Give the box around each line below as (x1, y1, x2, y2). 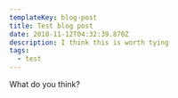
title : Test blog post (9, 21, 93, 30)
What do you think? (9, 79, 80, 89)
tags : (9, 46, 29, 55)
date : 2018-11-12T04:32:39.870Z (9, 29, 129, 38)
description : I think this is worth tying (9, 37, 169, 47)
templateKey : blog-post (9, 12, 98, 22)
